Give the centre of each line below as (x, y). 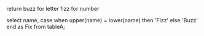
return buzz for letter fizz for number (53, 9)
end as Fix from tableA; (36, 27)
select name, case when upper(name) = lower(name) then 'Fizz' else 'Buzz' (102, 20)
